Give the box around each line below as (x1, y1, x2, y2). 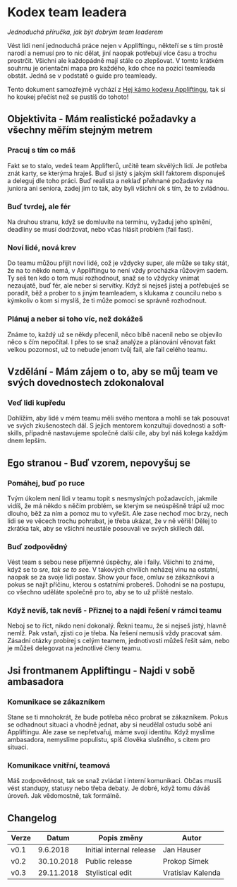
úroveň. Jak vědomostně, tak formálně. (7, 792, 121, 800)
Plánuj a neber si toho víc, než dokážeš (7, 314, 143, 324)
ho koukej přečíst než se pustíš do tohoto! (7, 93, 129, 101)
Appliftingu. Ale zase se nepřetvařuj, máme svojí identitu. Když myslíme (7, 728, 215, 736)
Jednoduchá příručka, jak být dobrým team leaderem (7, 28, 164, 36)
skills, (7, 429, 24, 437)
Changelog (7, 812, 57, 824)
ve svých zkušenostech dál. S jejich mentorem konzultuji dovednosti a (7, 421, 212, 430)
